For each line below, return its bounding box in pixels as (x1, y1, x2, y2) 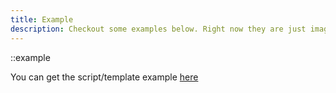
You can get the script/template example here (10, 71, 199, 83)
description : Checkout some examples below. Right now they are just (10, 24, 307, 34)
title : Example (10, 14, 74, 25)
